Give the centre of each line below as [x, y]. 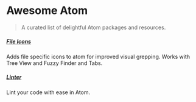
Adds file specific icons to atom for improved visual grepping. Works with [98, 56]
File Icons [19, 41]
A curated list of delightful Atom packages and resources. [93, 27]
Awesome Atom [47, 11]
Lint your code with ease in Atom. [48, 92]
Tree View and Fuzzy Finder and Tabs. [54, 63]
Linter [14, 77]
